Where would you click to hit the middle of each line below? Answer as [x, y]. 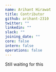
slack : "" [15, 32]
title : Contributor [25, 14]
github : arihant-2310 [27, 18]
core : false [17, 41]
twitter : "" [17, 23]
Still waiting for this [24, 64]
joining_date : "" [23, 37]
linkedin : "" [18, 28]
